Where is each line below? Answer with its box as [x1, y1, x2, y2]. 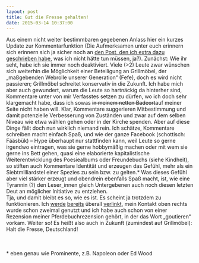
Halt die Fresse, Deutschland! [6, 226, 78, 233]
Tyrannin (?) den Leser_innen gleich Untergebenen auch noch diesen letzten [6, 181, 194, 189]
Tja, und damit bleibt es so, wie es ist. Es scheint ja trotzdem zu [6, 194, 162, 201]
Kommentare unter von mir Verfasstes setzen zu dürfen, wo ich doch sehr [6, 93, 187, 100]
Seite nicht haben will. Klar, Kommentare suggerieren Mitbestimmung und [6, 105, 186, 113]
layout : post [6, 8, 39, 15]
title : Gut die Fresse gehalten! [6, 14, 89, 20]
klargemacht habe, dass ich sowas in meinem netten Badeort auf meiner [6, 99, 182, 107]
